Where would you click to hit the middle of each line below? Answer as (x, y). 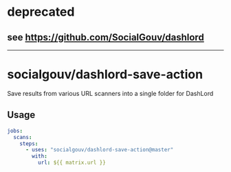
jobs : (15, 131)
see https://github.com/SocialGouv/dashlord (106, 37)
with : (40, 156)
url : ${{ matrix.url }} (72, 163)
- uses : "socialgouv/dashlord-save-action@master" (99, 150)
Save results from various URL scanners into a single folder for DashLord (110, 93)
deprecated (41, 12)
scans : (23, 137)
